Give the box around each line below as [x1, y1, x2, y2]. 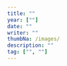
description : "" [7, 42, 54, 49]
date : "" [7, 23, 32, 30]
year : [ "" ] [7, 16, 39, 23]
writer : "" [7, 29, 39, 36]
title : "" [7, 10, 36, 17]
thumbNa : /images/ [7, 36, 60, 43]
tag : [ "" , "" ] [7, 49, 48, 56]
